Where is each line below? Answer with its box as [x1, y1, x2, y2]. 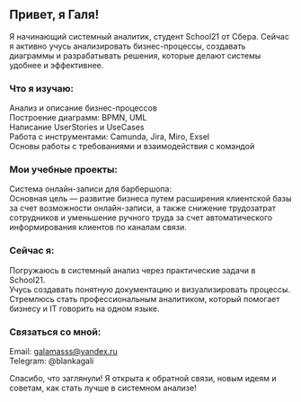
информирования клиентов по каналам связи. [9, 222, 187, 233]
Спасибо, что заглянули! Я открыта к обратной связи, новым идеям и [9, 373, 277, 383]
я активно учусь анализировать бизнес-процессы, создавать [9, 40, 246, 51]
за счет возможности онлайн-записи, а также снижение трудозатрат [9, 202, 277, 214]
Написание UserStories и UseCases [9, 121, 145, 133]
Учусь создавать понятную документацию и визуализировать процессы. [9, 283, 290, 295]
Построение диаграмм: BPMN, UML [9, 112, 147, 123]
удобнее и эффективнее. [9, 59, 104, 70]
